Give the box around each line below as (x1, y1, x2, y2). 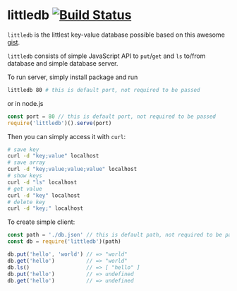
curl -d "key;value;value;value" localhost (7, 166, 138, 173)
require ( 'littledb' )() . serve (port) (7, 119, 112, 126)
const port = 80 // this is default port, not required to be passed (7, 113, 217, 120)
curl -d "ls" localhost (7, 179, 78, 186)
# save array (7, 159, 46, 166)
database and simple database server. (7, 59, 119, 67)
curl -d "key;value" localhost (7, 153, 99, 160)
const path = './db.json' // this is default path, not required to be (7, 232, 222, 239)
